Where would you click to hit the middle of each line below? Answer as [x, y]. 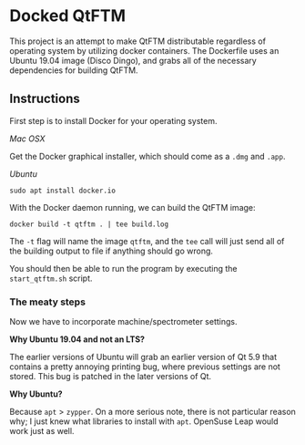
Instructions [45, 99]
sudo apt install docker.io [63, 191]
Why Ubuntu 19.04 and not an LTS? [77, 339]
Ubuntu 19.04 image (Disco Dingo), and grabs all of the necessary [133, 60]
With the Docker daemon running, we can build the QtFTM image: [133, 207]
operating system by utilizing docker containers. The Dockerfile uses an [144, 50]
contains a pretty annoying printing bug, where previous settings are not [145, 367]
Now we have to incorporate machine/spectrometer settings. [124, 322]
